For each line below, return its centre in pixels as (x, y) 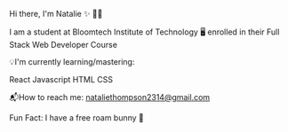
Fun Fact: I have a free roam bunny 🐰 (77, 118)
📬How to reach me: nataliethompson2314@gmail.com (110, 97)
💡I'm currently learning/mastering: (72, 62)
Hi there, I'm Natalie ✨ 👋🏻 (56, 14)
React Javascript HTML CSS (61, 79)
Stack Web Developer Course (64, 45)
